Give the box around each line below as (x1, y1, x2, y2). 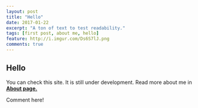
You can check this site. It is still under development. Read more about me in (6, 79, 192, 86)
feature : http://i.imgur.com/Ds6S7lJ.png (6, 36, 110, 42)
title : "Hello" (6, 14, 44, 20)
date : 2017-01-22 (6, 19, 49, 25)
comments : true (6, 42, 44, 48)
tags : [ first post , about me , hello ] (6, 31, 99, 36)
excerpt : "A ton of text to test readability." (6, 25, 126, 31)
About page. (6, 85, 37, 92)
